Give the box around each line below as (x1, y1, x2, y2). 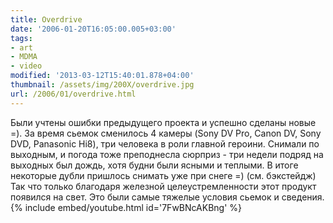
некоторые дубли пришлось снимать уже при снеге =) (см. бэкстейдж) (10, 169, 317, 181)
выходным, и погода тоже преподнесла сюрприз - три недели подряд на (10, 148, 324, 160)
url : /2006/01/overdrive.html (10, 89, 137, 99)
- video (10, 61, 43, 71)
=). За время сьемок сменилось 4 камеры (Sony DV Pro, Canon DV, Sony (10, 127, 322, 139)
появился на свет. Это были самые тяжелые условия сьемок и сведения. (10, 191, 325, 203)
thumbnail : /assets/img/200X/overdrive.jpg (10, 80, 195, 90)
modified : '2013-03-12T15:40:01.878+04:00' (10, 71, 195, 81)
